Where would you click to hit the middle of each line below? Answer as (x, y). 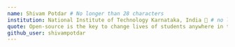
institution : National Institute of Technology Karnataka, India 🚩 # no (115, 20)
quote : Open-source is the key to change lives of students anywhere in (115, 26)
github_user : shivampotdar (47, 33)
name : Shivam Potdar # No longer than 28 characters (86, 13)
